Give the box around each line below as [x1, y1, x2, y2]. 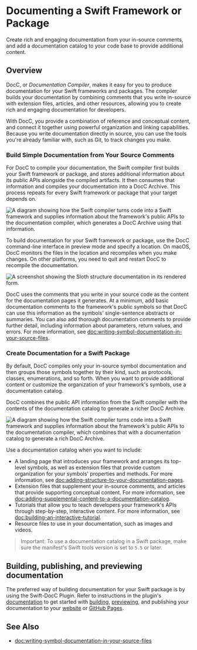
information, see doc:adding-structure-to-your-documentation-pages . [14, 477, 185, 484]
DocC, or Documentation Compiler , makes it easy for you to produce [6, 81, 172, 88]
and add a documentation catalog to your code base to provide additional [6, 42, 184, 49]
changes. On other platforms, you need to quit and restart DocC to [6, 255, 167, 262]
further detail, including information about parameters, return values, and [6, 322, 183, 329]
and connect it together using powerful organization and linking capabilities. [6, 123, 190, 130]
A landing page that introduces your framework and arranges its [14, 458, 170, 465]
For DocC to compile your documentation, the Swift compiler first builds [6, 164, 180, 171]
